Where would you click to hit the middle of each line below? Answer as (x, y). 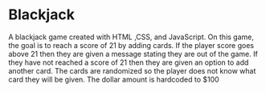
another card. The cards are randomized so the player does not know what (132, 70)
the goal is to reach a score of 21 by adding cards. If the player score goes (131, 45)
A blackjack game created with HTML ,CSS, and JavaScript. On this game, (131, 37)
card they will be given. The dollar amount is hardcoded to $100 (114, 79)
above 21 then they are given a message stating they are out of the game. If (133, 54)
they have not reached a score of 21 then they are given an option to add (129, 62)
